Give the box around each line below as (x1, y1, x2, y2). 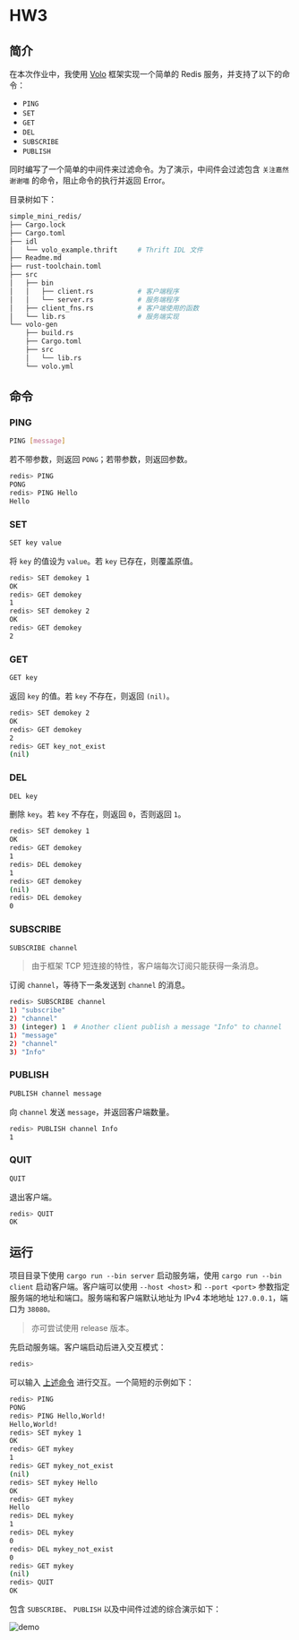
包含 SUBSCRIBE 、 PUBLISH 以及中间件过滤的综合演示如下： (9, 1604, 222, 1615)
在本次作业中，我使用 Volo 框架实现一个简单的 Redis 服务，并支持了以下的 (9, 69, 283, 79)
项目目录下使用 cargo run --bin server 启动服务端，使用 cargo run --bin (9, 1270, 282, 1281)
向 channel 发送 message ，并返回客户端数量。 (9, 1106, 175, 1117)
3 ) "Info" (9, 1047, 47, 1057)
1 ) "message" (9, 1031, 58, 1040)
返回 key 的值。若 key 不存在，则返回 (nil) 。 (9, 691, 175, 701)
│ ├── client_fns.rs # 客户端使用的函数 (9, 304, 200, 313)
